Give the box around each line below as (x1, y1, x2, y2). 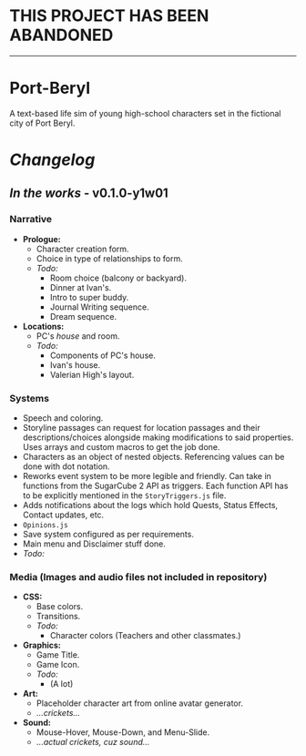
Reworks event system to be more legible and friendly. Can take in (22, 471, 271, 482)
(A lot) (49, 679, 74, 690)
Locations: (22, 321, 65, 332)
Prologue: (22, 233, 61, 244)
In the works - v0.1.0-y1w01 (9, 186, 168, 201)
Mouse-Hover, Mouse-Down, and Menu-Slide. (36, 727, 210, 738)
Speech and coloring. (22, 413, 104, 424)
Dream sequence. (49, 311, 117, 322)
